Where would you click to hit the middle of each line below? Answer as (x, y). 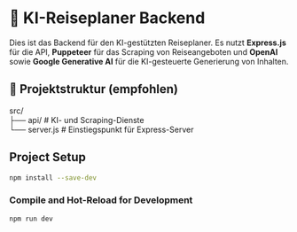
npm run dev (31, 219)
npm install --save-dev (53, 178)
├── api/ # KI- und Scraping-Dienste (77, 120)
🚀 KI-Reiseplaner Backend (107, 18)
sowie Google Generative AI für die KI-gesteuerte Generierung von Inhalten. (149, 61)
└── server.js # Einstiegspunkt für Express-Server (102, 129)
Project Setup (48, 157)
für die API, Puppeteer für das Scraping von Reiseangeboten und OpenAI (144, 51)
